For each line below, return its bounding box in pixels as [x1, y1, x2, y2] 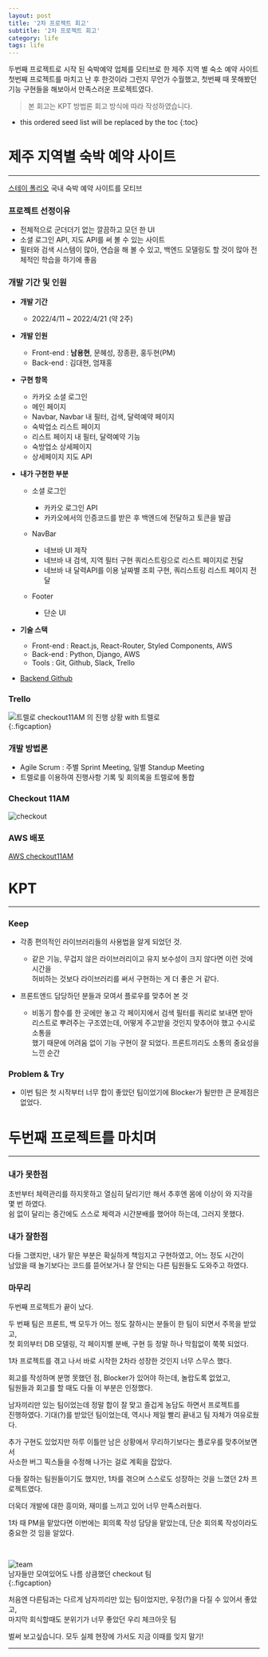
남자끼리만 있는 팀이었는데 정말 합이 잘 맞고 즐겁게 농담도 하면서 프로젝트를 [8, 1400, 241, 1410]
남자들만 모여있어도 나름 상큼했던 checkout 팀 [8, 1569, 152, 1579]
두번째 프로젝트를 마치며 [8, 1129, 157, 1147]
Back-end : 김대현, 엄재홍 [31, 358, 113, 367]
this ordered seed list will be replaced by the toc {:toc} [19, 118, 199, 127]
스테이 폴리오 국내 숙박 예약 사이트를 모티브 [8, 183, 143, 193]
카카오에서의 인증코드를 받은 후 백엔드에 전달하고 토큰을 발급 [43, 513, 231, 522]
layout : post [8, 11, 52, 20]
